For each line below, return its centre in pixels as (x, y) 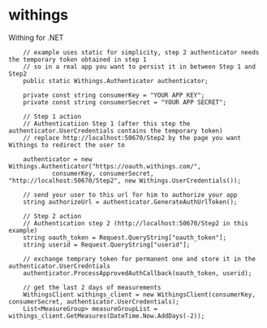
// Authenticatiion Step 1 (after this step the (107, 124)
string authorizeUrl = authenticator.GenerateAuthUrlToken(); (130, 202)
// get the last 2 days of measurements (92, 287)
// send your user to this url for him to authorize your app (130, 195)
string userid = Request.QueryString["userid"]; (107, 245)
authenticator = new (58, 159)
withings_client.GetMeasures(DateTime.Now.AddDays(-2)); (107, 316)
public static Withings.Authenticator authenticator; (116, 81)
